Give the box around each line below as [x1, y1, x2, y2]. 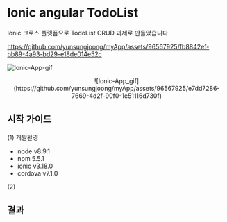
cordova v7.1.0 [17, 169, 58, 178]
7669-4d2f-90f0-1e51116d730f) [72, 92, 162, 100]
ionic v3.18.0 [17, 162, 53, 170]
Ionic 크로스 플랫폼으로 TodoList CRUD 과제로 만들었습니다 [7, 28, 169, 37]
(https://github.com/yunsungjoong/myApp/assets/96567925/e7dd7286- [13, 84, 220, 92]
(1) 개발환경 [7, 133, 39, 142]
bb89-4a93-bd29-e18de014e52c [7, 50, 102, 58]
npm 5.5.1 [17, 154, 45, 162]
